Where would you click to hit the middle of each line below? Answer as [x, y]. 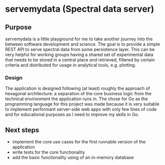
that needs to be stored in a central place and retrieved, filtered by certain [80, 60]
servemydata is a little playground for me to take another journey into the [79, 39]
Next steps [22, 130]
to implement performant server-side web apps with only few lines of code [81, 110]
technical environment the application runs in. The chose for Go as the [77, 99]
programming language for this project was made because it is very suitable [82, 104]
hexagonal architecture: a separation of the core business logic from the [78, 94]
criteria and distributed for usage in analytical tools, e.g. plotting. [71, 65]
